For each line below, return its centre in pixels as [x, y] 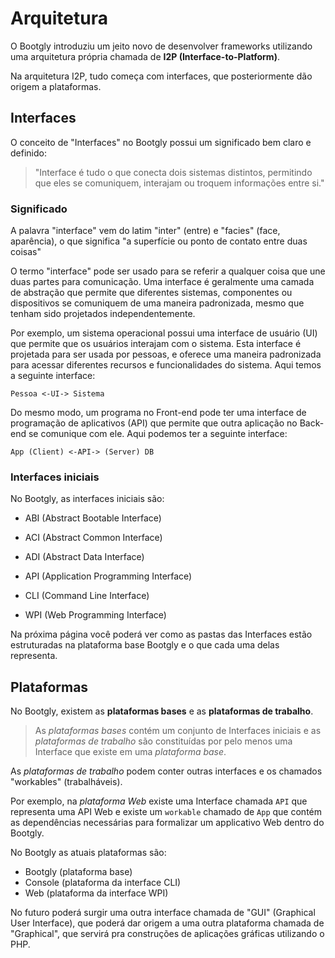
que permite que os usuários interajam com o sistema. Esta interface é [156, 344]
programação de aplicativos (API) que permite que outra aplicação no [154, 423]
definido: [28, 153]
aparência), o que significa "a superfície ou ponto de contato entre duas [159, 241]
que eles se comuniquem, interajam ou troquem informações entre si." [179, 183]
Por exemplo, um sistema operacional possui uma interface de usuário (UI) [164, 333]
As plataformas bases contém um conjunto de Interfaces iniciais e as [178, 731]
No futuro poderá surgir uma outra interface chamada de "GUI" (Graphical [163, 913]
